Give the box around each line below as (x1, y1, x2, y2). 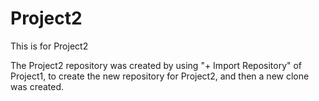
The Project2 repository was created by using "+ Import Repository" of (10, 59, 303, 71)
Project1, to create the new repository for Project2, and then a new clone (10, 70, 310, 82)
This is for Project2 (10, 40, 89, 52)
